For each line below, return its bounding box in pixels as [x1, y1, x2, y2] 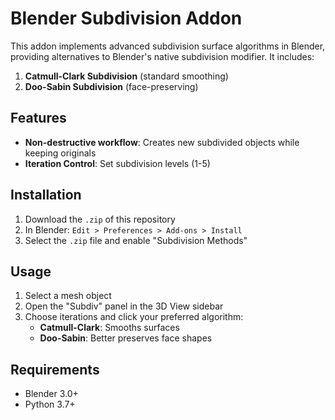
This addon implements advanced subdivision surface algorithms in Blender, [10, 40, 326, 52]
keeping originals [24, 147, 97, 159]
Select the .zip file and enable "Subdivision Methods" [24, 234, 248, 246]
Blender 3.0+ [24, 388, 79, 400]
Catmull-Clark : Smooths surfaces [39, 322, 180, 334]
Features [10, 110, 67, 127]
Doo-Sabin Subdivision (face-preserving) [24, 80, 199, 92]
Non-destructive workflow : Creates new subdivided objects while [24, 136, 300, 148]
